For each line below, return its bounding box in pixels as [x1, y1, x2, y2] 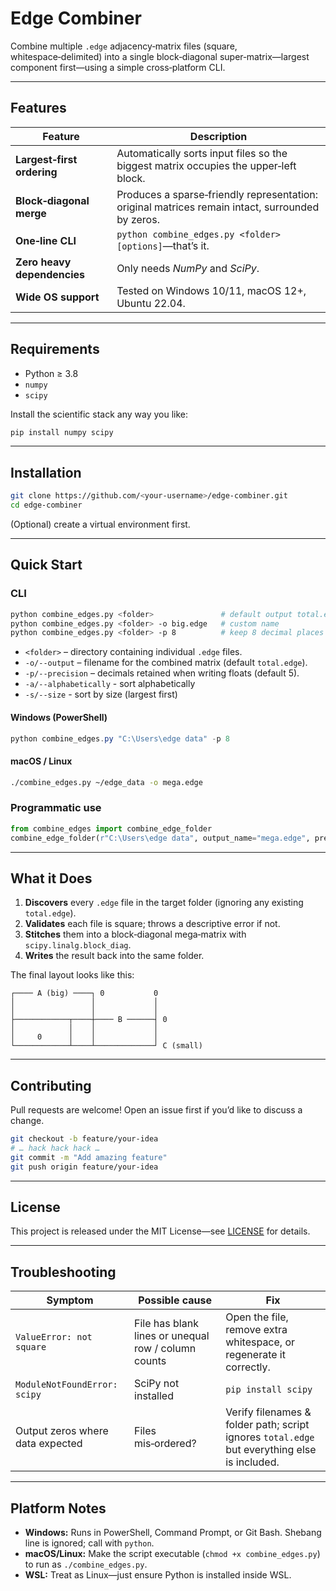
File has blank [134, 1317, 199, 1331]
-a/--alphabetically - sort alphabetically [24, 678, 196, 690]
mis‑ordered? [134, 1437, 197, 1451]
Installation [10, 464, 82, 481]
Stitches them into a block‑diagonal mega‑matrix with [24, 928, 247, 941]
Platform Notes [10, 1500, 107, 1517]
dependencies [15, 267, 86, 281]
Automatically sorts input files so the [116, 146, 288, 160]
